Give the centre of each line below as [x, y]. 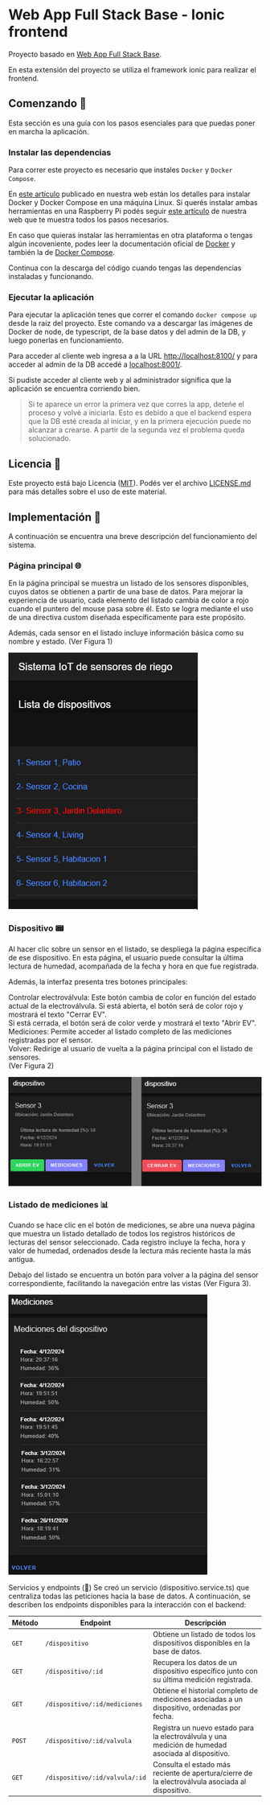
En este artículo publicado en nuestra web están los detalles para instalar [129, 194]
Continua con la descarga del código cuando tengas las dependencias [125, 268]
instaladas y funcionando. [51, 277]
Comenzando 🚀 [47, 103]
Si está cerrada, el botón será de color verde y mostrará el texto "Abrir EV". [133, 1022]
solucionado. [49, 438]
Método [25, 1622]
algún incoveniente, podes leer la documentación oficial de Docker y [122, 244]
